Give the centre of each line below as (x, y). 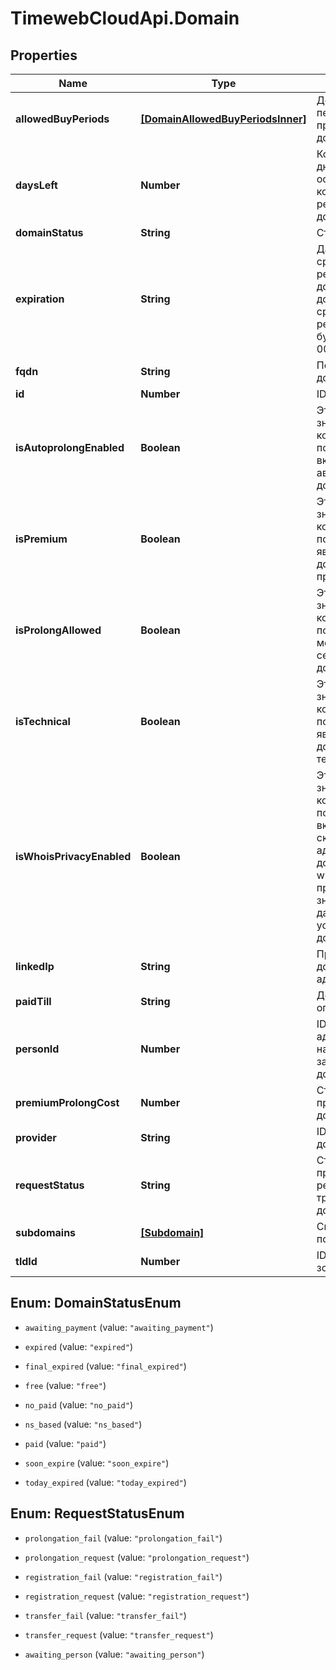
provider (36, 1137)
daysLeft (36, 185)
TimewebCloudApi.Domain (125, 18)
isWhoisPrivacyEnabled (73, 856)
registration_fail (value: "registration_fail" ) (123, 1576)
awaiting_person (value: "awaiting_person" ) (114, 1654)
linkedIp (35, 966)
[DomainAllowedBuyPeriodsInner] (223, 119)
